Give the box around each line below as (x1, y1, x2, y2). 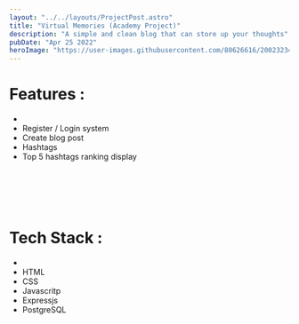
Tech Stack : (9, 228, 103, 249)
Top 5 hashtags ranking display (21, 152, 138, 162)
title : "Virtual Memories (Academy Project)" (9, 21, 181, 30)
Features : (9, 84, 85, 105)
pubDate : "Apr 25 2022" (9, 37, 98, 47)
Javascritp (21, 286, 61, 296)
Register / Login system (21, 123, 109, 134)
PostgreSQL (21, 304, 67, 315)
